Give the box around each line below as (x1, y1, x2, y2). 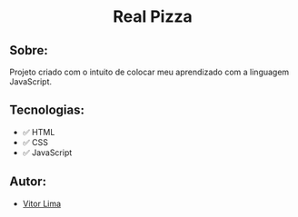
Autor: (9, 174, 47, 190)
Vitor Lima (22, 198, 62, 209)
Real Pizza (113, 6, 193, 27)
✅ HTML (22, 126, 55, 137)
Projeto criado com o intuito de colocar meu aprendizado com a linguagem (9, 66, 290, 77)
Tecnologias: (9, 103, 84, 118)
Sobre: (9, 43, 48, 58)
